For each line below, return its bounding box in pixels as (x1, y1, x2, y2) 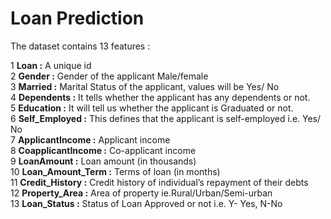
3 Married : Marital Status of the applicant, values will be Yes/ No (10, 80, 280, 92)
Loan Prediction (10, 7, 145, 30)
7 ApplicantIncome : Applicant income (10, 133, 171, 146)
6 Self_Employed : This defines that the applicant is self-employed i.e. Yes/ (10, 112, 322, 124)
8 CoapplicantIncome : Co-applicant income (10, 144, 197, 156)
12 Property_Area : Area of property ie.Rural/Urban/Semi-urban (10, 187, 273, 199)
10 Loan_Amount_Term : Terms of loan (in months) (10, 165, 221, 177)
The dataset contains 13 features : (10, 40, 151, 52)
